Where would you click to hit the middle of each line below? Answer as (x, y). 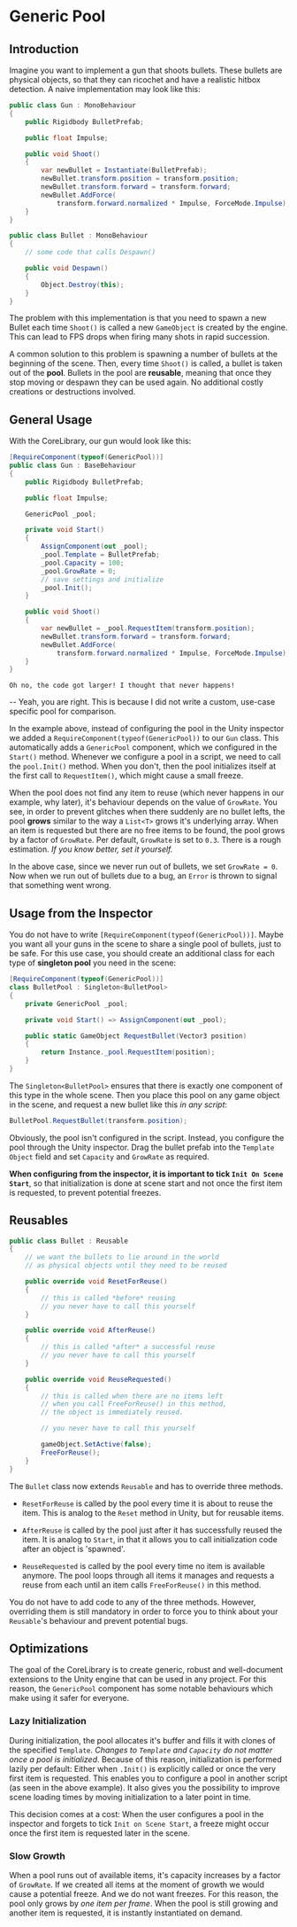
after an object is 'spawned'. (73, 1549)
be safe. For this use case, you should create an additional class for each (142, 954)
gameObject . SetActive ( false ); (96, 1445)
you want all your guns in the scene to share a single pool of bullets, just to (145, 944)
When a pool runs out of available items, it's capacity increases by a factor (145, 1875)
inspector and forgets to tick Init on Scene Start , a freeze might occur (139, 1823)
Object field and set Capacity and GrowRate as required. (109, 1156)
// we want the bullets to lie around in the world (122, 1257)
